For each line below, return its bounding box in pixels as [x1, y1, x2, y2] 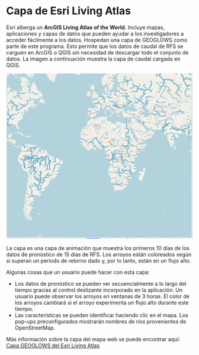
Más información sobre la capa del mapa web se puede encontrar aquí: [6, 336, 181, 343]
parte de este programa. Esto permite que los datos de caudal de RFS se [6, 43, 184, 50]
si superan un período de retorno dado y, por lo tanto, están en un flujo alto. [6, 257, 191, 264]
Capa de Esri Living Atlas [6, 4, 131, 18]
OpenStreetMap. [14, 324, 56, 331]
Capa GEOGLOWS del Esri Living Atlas [6, 342, 100, 349]
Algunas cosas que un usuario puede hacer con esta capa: [6, 268, 150, 276]
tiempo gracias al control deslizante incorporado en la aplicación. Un [14, 286, 182, 294]
